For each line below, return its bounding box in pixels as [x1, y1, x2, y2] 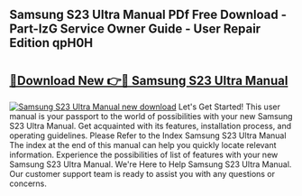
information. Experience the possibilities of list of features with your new [9, 149, 279, 160]
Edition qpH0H [9, 35, 94, 51]
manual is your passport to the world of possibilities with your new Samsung [9, 111, 293, 121]
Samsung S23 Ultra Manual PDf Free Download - [9, 7, 287, 23]
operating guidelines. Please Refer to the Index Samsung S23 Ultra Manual [9, 130, 287, 141]
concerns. [9, 178, 48, 189]
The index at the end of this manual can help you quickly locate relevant [9, 140, 277, 150]
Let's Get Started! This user [178, 101, 281, 112]
